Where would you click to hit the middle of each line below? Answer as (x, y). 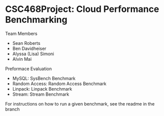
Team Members (21, 33)
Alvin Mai (22, 59)
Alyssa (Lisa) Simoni (33, 54)
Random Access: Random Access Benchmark (59, 84)
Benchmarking (36, 20)
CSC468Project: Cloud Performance (82, 9)
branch (12, 109)
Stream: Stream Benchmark (41, 94)
